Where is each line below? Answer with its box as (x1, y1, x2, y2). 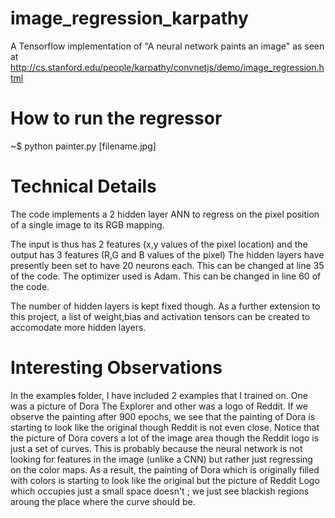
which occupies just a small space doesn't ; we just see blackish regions (10, 485, 310, 497)
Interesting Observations (10, 357, 223, 379)
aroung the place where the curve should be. (10, 495, 196, 507)
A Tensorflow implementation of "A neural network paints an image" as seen (10, 40, 325, 52)
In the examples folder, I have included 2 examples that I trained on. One (10, 389, 308, 401)
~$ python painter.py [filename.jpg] (10, 140, 157, 152)
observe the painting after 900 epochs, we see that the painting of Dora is (10, 410, 316, 422)
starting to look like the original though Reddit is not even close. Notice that (10, 421, 320, 433)
